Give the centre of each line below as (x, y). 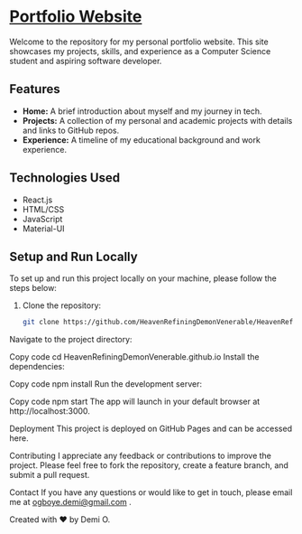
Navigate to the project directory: (71, 340)
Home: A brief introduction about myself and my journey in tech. (142, 111)
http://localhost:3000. (50, 411)
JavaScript (42, 219)
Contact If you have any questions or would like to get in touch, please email (151, 492)
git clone (41, 323)
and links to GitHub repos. (71, 130)
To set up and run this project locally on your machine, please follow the (143, 278)
